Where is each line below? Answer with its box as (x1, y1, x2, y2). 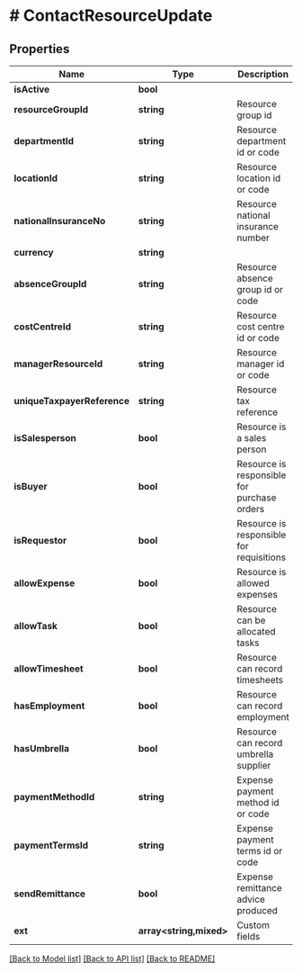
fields (236, 931, 261, 942)
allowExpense (13, 577, 75, 589)
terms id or (236, 845, 283, 857)
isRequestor (13, 535, 67, 546)
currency (13, 247, 54, 258)
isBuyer (13, 481, 48, 492)
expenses (236, 589, 279, 600)
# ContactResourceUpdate (9, 5, 213, 26)
